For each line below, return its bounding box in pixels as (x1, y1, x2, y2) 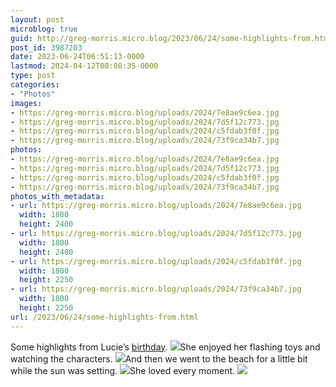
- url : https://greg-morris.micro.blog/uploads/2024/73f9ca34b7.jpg (10, 284, 302, 295)
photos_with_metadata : (10, 191, 105, 201)
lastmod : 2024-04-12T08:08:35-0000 (10, 61, 159, 71)
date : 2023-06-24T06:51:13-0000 (10, 52, 145, 62)
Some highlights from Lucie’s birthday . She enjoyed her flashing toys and (10, 341, 321, 353)
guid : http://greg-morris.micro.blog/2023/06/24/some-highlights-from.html (10, 33, 333, 43)
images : (10, 98, 43, 108)
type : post (10, 71, 56, 81)
